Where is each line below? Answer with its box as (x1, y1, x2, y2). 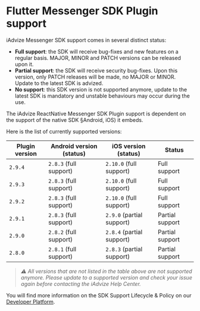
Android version (50, 142, 98, 150)
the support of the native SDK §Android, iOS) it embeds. (6, 116, 143, 123)
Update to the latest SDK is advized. (14, 79, 104, 87)
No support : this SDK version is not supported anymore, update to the (14, 86, 187, 93)
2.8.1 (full (48, 245, 76, 253)
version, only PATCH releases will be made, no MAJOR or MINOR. (14, 73, 176, 80)
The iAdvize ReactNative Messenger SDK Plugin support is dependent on (6, 110, 186, 117)
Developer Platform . (6, 298, 55, 305)
